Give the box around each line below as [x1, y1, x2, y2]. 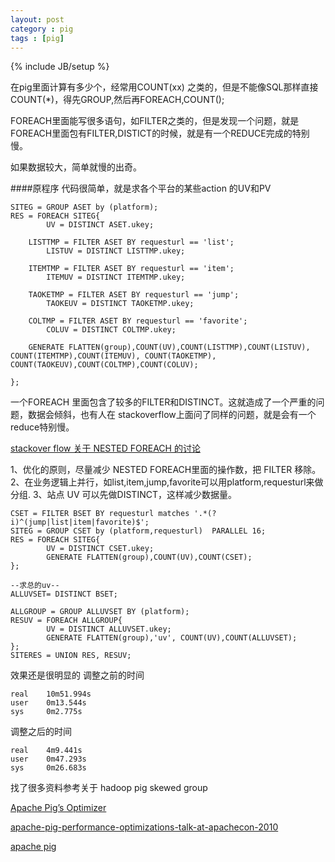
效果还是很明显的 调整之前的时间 [10, 669, 145, 681]
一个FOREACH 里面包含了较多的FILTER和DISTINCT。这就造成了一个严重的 [10, 396, 317, 408]
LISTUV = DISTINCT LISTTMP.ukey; [46, 246, 186, 256]
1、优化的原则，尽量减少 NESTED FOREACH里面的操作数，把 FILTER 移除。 [10, 464, 322, 476]
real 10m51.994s [10, 689, 92, 700]
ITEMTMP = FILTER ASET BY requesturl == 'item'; [28, 264, 235, 274]
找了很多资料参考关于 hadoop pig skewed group [10, 782, 208, 794]
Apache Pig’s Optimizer [10, 802, 107, 814]
